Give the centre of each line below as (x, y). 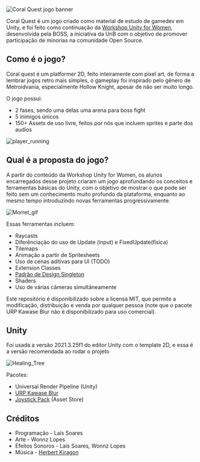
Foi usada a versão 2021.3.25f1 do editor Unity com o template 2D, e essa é (100, 345)
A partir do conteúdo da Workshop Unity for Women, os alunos (84, 175)
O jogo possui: (24, 98)
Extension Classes (38, 268)
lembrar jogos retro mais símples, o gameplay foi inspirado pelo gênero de (98, 80)
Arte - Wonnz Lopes (40, 440)
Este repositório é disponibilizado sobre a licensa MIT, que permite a (91, 299)
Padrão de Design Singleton (50, 274)
